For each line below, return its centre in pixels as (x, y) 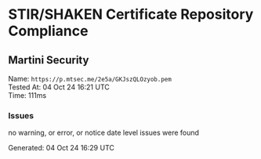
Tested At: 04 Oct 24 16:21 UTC (59, 87)
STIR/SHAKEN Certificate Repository (131, 14)
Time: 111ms (27, 95)
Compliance (48, 31)
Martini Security (49, 60)
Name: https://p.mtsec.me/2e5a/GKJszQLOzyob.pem (90, 79)
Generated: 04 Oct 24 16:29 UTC (62, 148)
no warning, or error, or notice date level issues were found (104, 133)
